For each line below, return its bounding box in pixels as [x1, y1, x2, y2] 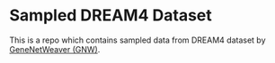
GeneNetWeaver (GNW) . [9, 43, 101, 54]
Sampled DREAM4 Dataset [9, 5, 213, 26]
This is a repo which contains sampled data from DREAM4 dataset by [9, 35, 266, 45]
